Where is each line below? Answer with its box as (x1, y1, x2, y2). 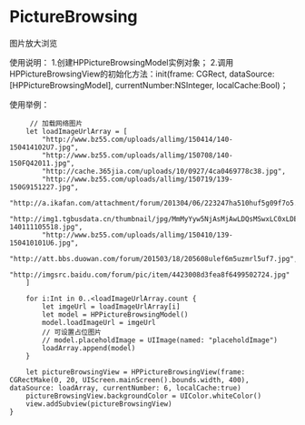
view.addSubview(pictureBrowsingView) (25, 399, 172, 409)
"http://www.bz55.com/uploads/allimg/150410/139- (42, 230, 233, 239)
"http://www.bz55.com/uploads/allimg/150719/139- (42, 175, 233, 184)
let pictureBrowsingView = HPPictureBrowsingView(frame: (25, 367, 246, 377)
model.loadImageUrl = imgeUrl (42, 318, 156, 327)
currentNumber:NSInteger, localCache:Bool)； (114, 79, 289, 90)
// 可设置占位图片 (42, 328, 102, 337)
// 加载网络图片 (29, 118, 84, 128)
